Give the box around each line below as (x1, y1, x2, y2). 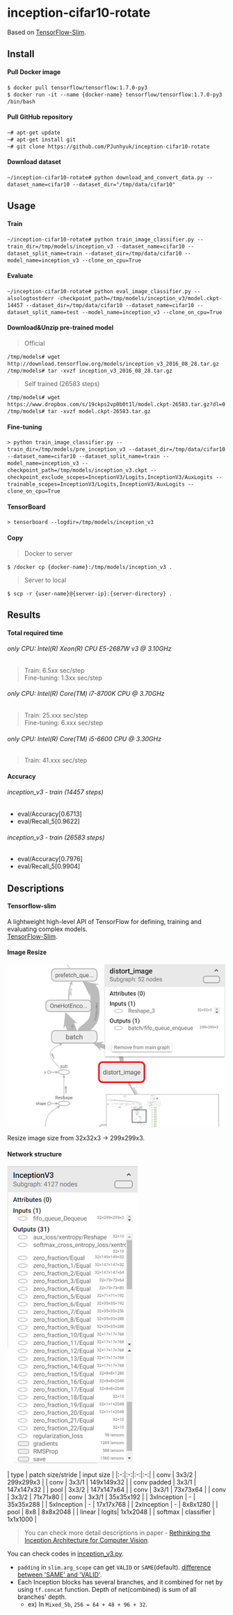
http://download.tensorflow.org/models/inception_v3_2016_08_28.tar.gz (7, 360, 219, 367)
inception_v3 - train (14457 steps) (7, 788, 104, 796)
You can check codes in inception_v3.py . (7, 1549, 124, 1558)
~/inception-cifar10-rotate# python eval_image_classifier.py (7, 288, 191, 295)
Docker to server (24, 549, 73, 558)
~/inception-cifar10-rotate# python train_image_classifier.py (7, 236, 195, 243)
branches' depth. (17, 1593, 67, 1601)
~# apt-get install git (7, 136, 77, 143)
